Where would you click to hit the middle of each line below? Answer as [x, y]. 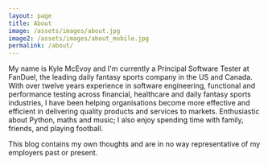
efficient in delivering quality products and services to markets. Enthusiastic [134, 111]
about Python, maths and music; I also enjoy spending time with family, [126, 120]
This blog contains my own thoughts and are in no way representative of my [134, 144]
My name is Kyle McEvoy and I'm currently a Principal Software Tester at [129, 68]
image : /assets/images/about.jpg [64, 31]
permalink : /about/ [41, 46]
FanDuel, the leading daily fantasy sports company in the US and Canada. [131, 77]
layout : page [30, 16]
